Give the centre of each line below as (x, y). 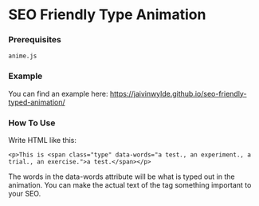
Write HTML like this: (43, 141)
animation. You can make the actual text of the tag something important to (130, 185)
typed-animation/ (37, 102)
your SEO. (25, 194)
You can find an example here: (59, 93)
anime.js (23, 56)
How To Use (32, 123)
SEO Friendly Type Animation (107, 15)
